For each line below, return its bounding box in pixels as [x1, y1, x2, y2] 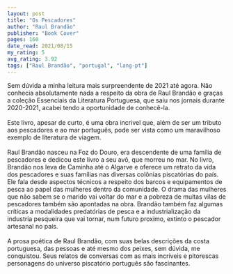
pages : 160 [7, 36, 39, 43]
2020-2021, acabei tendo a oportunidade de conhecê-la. [7, 103, 170, 112]
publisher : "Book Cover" [7, 29, 79, 37]
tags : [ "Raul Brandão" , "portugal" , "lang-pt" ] [7, 62, 148, 69]
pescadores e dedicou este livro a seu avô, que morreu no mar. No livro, [7, 155, 214, 164]
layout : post [7, 10, 45, 17]
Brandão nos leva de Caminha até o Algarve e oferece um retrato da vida [7, 162, 216, 171]
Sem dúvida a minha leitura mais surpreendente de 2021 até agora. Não [7, 81, 213, 89]
